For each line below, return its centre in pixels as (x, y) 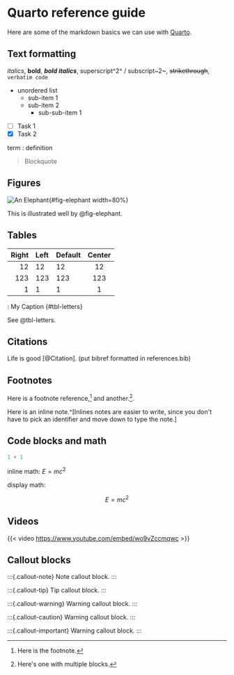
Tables (22, 236)
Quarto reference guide (77, 13)
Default (68, 255)
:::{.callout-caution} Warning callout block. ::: (71, 617)
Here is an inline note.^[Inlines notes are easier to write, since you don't (110, 411)
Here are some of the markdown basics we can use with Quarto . (100, 32)
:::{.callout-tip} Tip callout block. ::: (57, 590)
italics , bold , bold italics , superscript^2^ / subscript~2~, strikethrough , (109, 70)
